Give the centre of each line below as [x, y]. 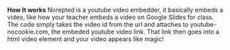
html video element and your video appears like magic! [86, 39]
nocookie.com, [28, 32]
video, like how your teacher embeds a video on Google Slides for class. [110, 17]
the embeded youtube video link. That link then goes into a [135, 32]
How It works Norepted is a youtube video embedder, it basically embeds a [115, 10]
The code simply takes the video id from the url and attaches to [98, 24]
